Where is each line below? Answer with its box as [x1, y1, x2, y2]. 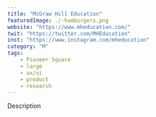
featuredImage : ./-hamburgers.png [7, 17, 109, 24]
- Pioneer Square [20, 56, 71, 63]
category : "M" [7, 43, 49, 50]
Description [7, 101, 41, 110]
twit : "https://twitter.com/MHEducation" [7, 30, 131, 37]
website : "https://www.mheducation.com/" [7, 23, 131, 30]
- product [20, 75, 49, 83]
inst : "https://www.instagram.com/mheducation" [7, 37, 150, 44]
